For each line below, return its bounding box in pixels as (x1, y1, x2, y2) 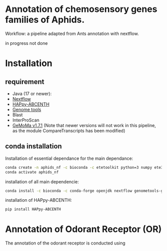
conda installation (5, 142, 62, 150)
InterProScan (12, 117, 40, 123)
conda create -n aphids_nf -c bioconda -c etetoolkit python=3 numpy (5, 165, 153, 170)
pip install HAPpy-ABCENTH (5, 207, 61, 212)
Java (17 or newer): (12, 91, 52, 97)
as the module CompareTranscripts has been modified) (12, 127, 126, 133)
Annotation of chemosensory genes (5, 3, 158, 15)
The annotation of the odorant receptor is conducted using (5, 240, 126, 246)
